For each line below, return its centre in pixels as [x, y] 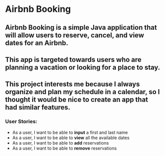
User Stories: [21, 121]
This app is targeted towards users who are [73, 60]
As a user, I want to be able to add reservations [60, 143]
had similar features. [38, 107]
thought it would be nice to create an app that [77, 100]
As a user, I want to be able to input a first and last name [70, 132]
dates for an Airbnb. [37, 43]
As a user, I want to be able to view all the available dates [71, 138]
